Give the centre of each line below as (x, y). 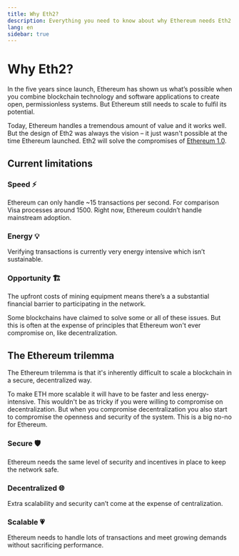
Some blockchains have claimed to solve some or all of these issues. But (114, 318)
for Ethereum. (27, 425)
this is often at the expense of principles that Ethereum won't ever (104, 325)
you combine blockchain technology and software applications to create (113, 96)
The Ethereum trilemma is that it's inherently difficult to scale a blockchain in (119, 373)
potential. (21, 112)
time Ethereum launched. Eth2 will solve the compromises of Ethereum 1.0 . (117, 141)
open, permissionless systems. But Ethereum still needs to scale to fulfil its (117, 104)
